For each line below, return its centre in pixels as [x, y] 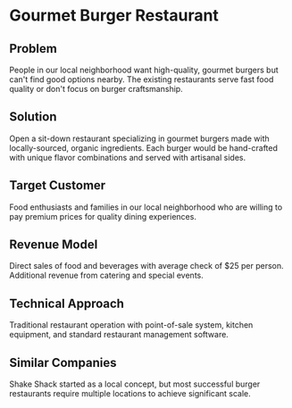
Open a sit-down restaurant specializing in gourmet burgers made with [139, 138]
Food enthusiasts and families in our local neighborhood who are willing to [146, 207]
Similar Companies [63, 362]
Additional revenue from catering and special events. [106, 275]
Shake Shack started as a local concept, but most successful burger [135, 384]
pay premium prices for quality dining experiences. [103, 216]
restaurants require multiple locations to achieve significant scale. [130, 394]
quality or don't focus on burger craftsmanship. [96, 89]
